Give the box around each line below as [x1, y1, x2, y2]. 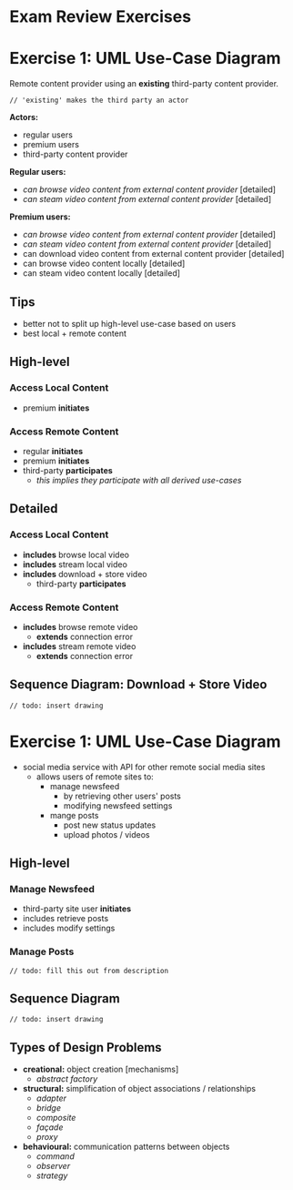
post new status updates [63, 819, 157, 830]
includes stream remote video [22, 640, 136, 652]
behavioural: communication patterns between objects [22, 1141, 230, 1153]
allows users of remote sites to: [35, 771, 155, 782]
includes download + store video [22, 568, 147, 579]
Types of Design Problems [9, 1040, 162, 1055]
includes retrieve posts [22, 913, 109, 924]
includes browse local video [22, 549, 130, 560]
